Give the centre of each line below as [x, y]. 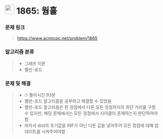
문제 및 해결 [18, 83]
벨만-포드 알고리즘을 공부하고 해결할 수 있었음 [68, 101]
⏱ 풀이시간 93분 [40, 95]
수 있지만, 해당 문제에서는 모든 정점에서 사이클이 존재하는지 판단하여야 [91, 113]
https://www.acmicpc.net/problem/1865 [57, 39]
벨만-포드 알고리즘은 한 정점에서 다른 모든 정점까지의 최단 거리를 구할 [90, 107]
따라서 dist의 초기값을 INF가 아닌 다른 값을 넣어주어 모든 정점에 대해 [89, 125]
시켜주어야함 [53, 132]
